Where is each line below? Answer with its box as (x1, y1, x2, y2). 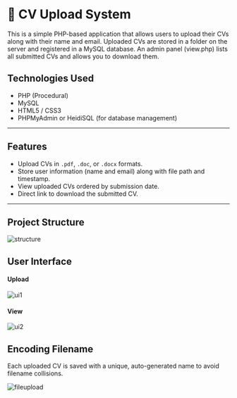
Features (7, 141, 47, 153)
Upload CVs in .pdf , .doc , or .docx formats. (17, 159, 143, 168)
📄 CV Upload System (7, 6, 132, 23)
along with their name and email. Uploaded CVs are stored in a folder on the (7, 37, 228, 45)
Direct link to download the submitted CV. (17, 189, 139, 198)
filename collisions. (7, 369, 63, 378)
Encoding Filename (7, 343, 94, 355)
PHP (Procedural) (17, 91, 69, 99)
